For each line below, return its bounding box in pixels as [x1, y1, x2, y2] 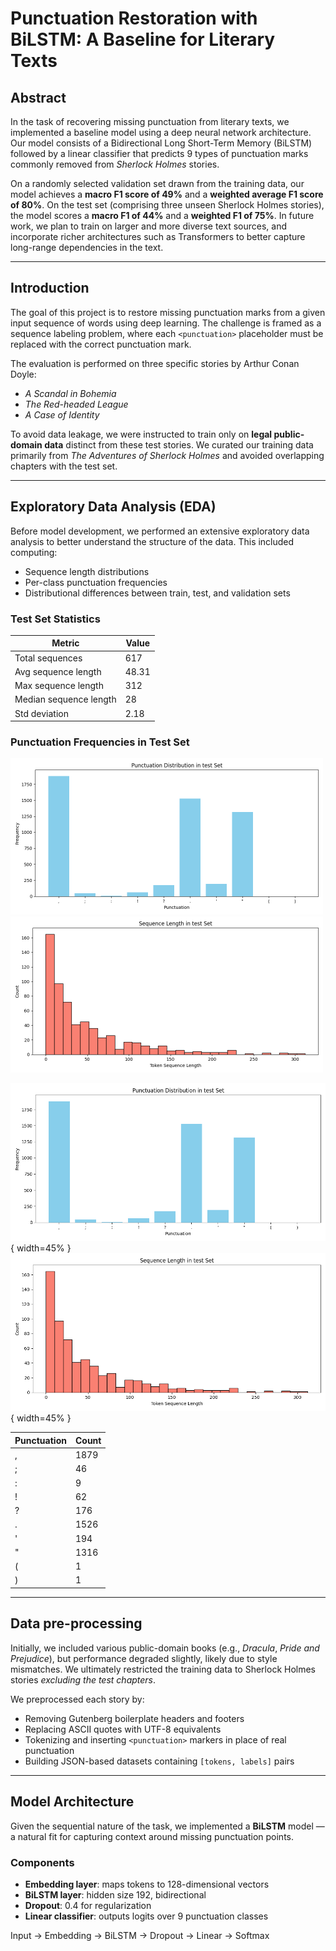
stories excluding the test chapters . [10, 1673, 157, 1686]
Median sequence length [14, 693, 117, 706]
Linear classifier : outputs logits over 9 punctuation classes [24, 1910, 269, 1922]
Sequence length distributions [24, 565, 150, 577]
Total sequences [14, 652, 83, 664]
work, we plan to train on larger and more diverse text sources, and [10, 220, 287, 232]
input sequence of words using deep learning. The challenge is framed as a [10, 317, 322, 329]
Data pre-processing [10, 1615, 143, 1632]
